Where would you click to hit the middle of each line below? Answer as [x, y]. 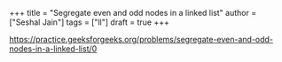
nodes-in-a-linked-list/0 [53, 49]
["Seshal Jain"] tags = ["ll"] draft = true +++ [90, 22]
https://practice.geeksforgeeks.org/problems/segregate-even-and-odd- [141, 39]
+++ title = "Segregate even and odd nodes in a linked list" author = [133, 13]
